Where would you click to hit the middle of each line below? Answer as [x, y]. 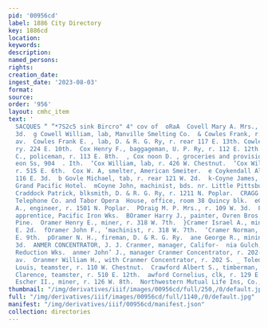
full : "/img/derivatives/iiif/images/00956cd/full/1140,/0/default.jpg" [132, 297]
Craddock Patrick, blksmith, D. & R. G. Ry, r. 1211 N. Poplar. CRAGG [137, 193]
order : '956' [30, 104]
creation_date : [33, 75]
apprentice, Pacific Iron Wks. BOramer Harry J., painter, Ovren [128, 216]
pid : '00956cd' [33, 16]
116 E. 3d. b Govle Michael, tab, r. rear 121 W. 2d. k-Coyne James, [137, 179]
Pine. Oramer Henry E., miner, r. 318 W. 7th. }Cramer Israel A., [132, 223]
